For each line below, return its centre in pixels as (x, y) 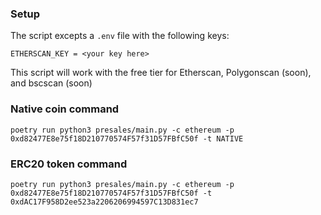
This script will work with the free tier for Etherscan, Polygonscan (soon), (161, 73)
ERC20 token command (69, 164)
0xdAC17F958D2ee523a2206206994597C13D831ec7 (104, 202)
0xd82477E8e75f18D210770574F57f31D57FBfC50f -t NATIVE (127, 138)
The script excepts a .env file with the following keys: (120, 36)
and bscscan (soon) (51, 83)
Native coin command (65, 109)
